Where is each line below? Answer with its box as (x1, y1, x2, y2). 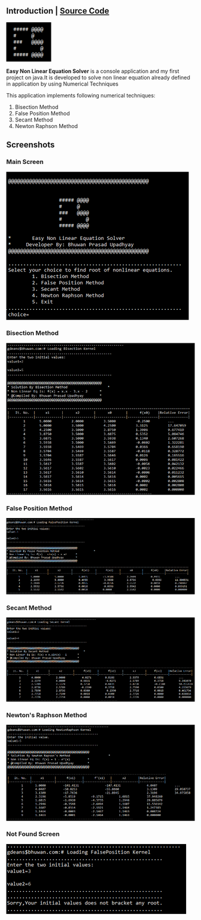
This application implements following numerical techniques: (6, 92, 156, 99)
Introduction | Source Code (6, 6, 109, 16)
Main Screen (6, 158, 44, 166)
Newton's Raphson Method (6, 711, 87, 719)
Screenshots (6, 140, 55, 150)
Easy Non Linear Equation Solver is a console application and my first (6, 67, 179, 75)
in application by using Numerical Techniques (6, 80, 118, 87)
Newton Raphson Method (14, 122, 78, 129)
